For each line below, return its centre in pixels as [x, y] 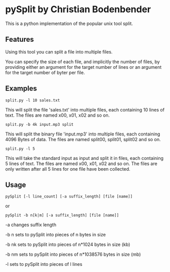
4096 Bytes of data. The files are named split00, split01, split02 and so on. [83, 139]
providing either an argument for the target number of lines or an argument [83, 67]
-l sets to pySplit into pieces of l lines [44, 264]
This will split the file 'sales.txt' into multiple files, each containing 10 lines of [85, 110]
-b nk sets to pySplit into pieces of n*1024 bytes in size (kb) [68, 244]
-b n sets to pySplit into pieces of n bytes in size [56, 235]
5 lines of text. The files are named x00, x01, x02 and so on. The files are [81, 164]
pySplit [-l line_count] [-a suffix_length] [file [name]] [69, 197]
